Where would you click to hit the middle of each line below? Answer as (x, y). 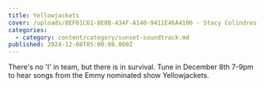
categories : (28, 30)
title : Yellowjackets (44, 15)
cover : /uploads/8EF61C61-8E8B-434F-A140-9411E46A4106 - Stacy (115, 23)
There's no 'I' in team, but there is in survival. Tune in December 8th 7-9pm (131, 67)
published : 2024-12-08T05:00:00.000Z (71, 45)
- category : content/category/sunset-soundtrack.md (103, 37)
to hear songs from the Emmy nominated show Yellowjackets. (109, 75)
